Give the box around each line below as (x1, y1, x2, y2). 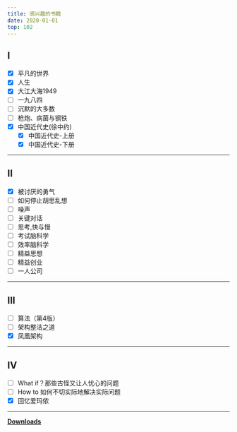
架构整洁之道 (17, 323, 55, 332)
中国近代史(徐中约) (17, 122, 72, 131)
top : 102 (7, 23, 33, 30)
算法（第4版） (17, 314, 59, 322)
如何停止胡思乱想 (17, 196, 68, 205)
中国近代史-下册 (28, 140, 75, 148)
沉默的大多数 (17, 104, 55, 113)
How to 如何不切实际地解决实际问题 (17, 388, 121, 396)
